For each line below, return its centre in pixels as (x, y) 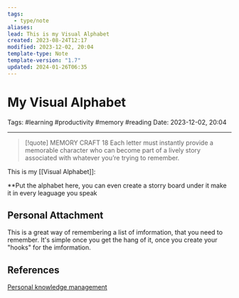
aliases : (20, 27)
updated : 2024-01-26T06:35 (47, 67)
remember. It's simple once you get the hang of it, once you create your (112, 240)
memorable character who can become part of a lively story (113, 150)
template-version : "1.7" (44, 61)
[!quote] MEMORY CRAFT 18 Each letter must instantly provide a (119, 143)
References (33, 270)
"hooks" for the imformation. (49, 247)
